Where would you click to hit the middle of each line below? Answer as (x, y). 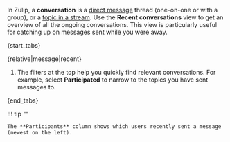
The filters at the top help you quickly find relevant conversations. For (116, 72)
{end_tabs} (23, 100)
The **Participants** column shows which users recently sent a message (114, 127)
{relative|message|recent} (44, 59)
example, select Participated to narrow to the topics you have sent (113, 80)
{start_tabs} (24, 45)
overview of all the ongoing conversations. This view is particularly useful (112, 25)
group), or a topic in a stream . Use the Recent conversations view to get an (115, 17)
